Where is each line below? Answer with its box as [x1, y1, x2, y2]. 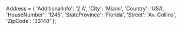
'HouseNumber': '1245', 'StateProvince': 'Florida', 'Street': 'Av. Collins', [6, 11, 177, 18]
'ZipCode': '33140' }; [6, 18, 57, 24]
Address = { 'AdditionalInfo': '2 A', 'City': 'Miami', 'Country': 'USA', [6, 5, 165, 12]
